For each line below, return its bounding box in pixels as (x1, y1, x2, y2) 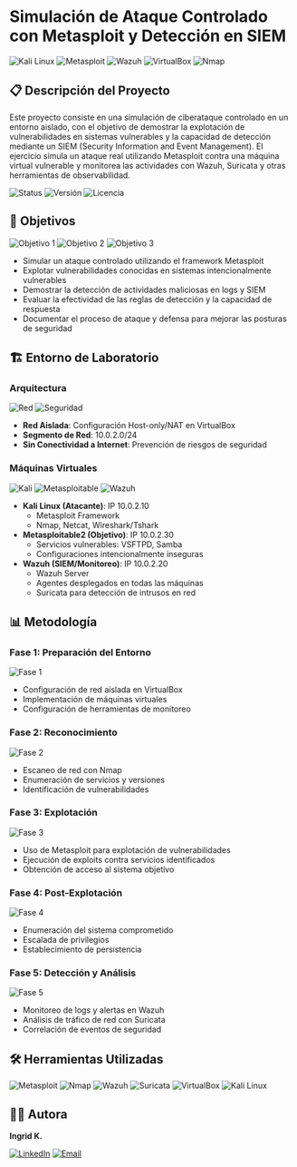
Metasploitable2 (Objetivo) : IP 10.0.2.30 (22, 529, 175, 540)
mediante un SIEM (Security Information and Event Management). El (9, 141, 263, 152)
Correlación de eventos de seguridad (22, 1024, 161, 1035)
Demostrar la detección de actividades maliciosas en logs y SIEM (22, 284, 266, 295)
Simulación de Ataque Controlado (9, 6, 269, 27)
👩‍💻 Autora (9, 1106, 68, 1122)
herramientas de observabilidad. (9, 170, 131, 181)
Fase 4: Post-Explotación (9, 887, 123, 899)
